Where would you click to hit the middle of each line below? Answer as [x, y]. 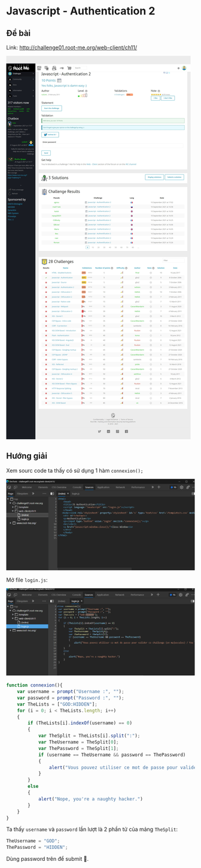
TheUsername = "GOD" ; [33, 841]
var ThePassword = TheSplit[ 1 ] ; [78, 748]
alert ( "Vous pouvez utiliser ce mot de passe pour [113, 767]
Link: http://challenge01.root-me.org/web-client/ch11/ [72, 47]
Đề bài [19, 33]
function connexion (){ [34, 685]
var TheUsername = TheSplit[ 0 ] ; [78, 742]
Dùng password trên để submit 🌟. [47, 859]
